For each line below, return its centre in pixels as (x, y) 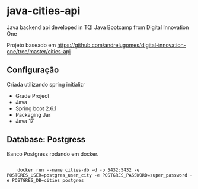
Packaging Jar (33, 114)
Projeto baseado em (31, 45)
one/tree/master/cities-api (39, 51)
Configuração (33, 70)
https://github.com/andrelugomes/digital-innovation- (122, 45)
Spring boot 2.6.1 (36, 108)
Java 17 (25, 121)
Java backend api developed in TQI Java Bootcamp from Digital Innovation (98, 27)
